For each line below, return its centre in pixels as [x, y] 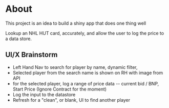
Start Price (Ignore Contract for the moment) [59, 89]
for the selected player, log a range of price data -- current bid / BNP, [86, 83]
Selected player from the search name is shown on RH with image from [88, 73]
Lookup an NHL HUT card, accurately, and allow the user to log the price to [85, 33]
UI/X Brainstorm [31, 55]
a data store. [19, 39]
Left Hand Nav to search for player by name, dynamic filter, [75, 67]
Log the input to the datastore [44, 94]
